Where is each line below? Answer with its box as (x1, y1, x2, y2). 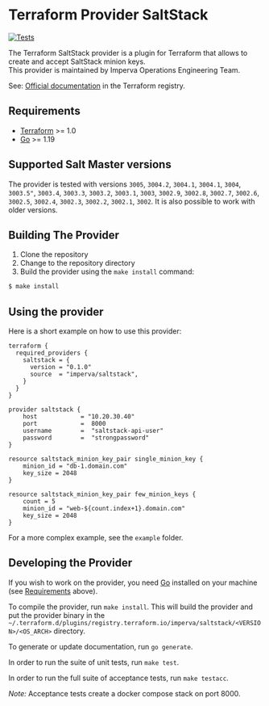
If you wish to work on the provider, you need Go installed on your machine (8, 578, 258, 587)
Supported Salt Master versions (8, 158, 172, 171)
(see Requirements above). (8, 586, 98, 595)
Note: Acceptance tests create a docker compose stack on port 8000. (8, 688, 241, 698)
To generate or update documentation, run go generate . (8, 641, 193, 651)
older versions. (8, 204, 58, 215)
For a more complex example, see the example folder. (8, 533, 184, 543)
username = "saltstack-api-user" (23, 427, 163, 435)
